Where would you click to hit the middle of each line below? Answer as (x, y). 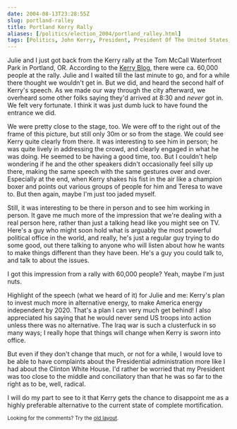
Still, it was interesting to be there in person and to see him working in (109, 208)
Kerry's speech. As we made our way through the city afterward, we (107, 90)
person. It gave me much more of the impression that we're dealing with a (115, 216)
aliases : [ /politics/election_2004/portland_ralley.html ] (94, 34)
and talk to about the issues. (48, 260)
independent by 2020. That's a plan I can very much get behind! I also (109, 310)
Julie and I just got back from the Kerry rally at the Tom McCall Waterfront (115, 60)
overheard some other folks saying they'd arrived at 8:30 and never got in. (115, 98)
